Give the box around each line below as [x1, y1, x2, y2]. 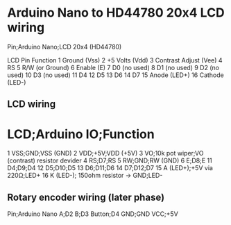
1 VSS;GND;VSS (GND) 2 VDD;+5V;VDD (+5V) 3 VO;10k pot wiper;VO [7, 149, 204, 158]
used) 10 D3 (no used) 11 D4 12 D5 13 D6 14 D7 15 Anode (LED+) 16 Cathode [7, 71, 224, 79]
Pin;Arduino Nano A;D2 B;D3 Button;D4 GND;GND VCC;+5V [7, 210, 178, 218]
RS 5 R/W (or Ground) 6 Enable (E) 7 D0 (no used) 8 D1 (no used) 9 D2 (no [7, 63, 220, 72]
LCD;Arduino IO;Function [7, 126, 155, 142]
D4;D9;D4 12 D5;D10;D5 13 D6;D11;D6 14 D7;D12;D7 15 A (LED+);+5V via [7, 164, 214, 172]
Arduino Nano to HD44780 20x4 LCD [7, 5, 225, 21]
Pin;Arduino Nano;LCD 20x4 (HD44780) [7, 42, 122, 51]
